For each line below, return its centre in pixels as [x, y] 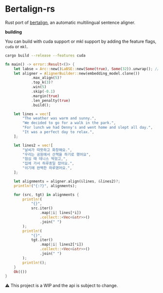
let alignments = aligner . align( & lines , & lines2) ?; [67, 181]
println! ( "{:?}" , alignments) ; [45, 186]
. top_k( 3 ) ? [42, 82]
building [14, 32]
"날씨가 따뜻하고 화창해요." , [47, 150]
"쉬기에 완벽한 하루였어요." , [47, 168]
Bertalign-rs [30, 9]
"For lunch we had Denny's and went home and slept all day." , [88, 128]
